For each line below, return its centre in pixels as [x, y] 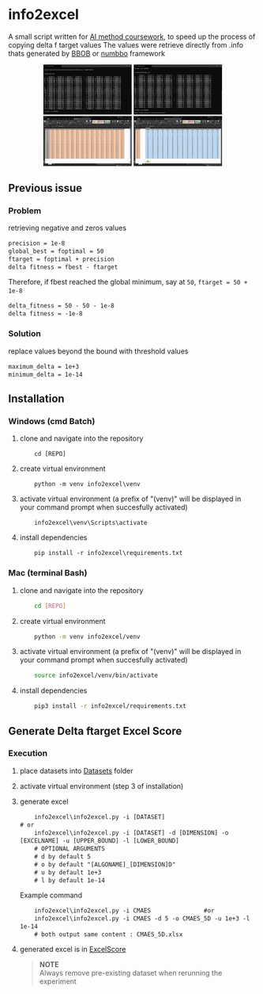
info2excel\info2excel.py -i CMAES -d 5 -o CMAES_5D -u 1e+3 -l [142, 918]
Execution [28, 753]
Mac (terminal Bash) [48, 573]
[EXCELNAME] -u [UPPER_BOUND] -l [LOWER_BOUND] [99, 841]
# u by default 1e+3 [68, 872]
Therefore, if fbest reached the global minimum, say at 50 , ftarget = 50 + [128, 282]
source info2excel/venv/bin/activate [96, 675]
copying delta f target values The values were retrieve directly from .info [126, 44]
